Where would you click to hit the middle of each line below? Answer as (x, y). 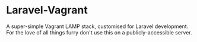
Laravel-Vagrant (47, 10)
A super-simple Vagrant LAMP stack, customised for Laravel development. (97, 26)
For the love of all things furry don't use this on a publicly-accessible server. (99, 32)
